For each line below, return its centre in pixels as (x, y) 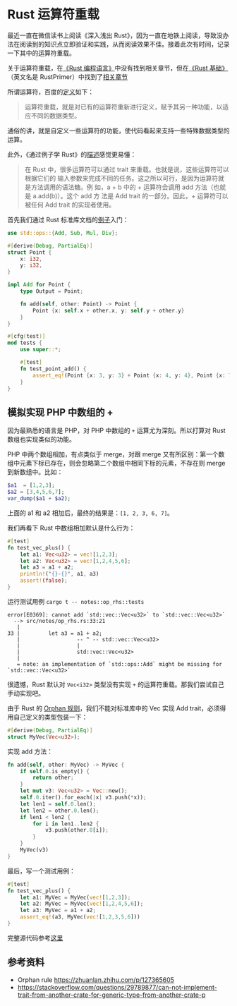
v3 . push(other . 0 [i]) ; (77, 830)
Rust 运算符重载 (54, 14)
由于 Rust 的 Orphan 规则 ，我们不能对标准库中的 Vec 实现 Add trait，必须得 (117, 708)
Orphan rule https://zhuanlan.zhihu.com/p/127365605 (96, 980)
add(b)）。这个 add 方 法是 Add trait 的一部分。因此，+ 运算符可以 (133, 195)
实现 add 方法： (30, 751)
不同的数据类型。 (56, 115)
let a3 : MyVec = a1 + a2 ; (58, 911)
